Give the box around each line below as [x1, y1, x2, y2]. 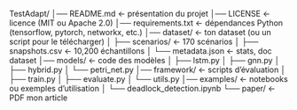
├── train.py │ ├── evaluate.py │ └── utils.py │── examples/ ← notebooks [9, 74, 288, 84]
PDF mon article [9, 92, 68, 103]
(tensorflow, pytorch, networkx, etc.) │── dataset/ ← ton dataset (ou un [9, 27, 272, 37]
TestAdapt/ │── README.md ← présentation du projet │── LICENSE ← [9, 9, 270, 18]
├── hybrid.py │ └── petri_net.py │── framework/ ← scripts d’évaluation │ [9, 64, 286, 75]
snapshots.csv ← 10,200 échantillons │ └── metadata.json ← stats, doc [9, 46, 272, 56]
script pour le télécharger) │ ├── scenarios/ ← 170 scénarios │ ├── [9, 36, 259, 47]
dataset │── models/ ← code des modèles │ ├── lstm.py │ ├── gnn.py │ [9, 55, 280, 65]
